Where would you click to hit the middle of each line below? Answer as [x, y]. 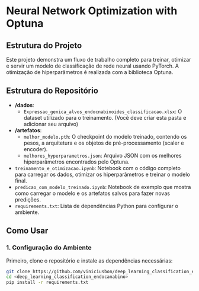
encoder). [36, 149]
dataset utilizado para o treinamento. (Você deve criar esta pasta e [105, 117]
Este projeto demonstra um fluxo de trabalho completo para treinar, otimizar [99, 60]
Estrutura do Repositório [52, 91]
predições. [28, 199]
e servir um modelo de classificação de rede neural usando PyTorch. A [93, 66]
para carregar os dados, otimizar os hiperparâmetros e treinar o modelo [102, 174]
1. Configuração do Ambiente [49, 248]
